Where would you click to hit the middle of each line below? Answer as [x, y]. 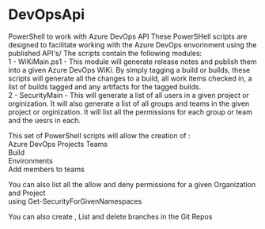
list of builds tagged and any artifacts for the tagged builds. [105, 86]
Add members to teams [46, 169]
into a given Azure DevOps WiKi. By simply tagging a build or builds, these [129, 69]
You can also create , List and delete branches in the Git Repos [110, 216]
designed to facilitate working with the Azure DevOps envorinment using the [132, 44]
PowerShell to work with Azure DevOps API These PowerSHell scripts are [128, 36]
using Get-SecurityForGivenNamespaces [75, 201]
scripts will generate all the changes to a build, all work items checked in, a [130, 78]
